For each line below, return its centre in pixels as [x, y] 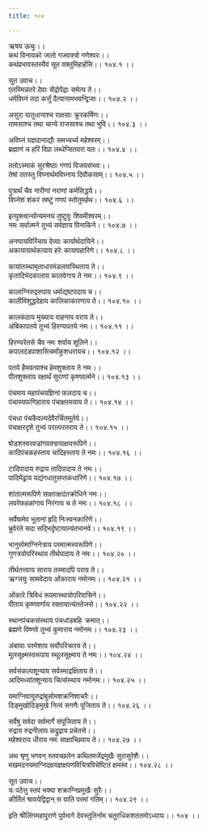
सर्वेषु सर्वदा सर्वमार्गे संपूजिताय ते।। [53, 721]
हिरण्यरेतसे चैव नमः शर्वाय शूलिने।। [53, 342]
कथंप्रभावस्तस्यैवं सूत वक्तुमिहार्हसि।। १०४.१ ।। [72, 64]
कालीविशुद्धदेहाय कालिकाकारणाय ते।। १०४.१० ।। [75, 301]
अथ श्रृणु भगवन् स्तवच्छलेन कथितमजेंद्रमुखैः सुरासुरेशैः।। [79, 755]
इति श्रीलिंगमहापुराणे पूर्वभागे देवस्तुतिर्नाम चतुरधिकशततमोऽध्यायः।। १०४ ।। [104, 815]
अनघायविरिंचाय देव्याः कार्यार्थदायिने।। [57, 241]
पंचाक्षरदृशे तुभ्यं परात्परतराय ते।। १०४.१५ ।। [69, 427]
